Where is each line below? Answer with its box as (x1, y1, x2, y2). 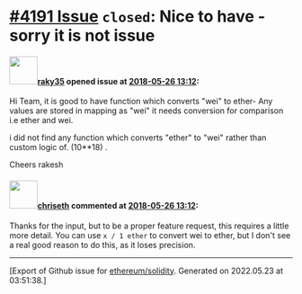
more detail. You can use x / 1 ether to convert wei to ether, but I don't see (9, 229, 291, 240)
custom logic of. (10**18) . (9, 142, 108, 153)
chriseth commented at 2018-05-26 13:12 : (37, 200, 200, 210)
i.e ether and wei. (9, 115, 74, 126)
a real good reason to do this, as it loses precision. (9, 239, 196, 250)
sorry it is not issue (9, 25, 155, 46)
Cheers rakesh (9, 159, 64, 170)
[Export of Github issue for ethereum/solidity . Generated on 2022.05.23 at (9, 265, 284, 276)
